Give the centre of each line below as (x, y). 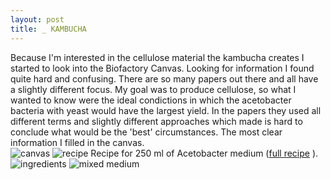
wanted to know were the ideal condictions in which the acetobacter (151, 100)
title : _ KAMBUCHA (48, 29)
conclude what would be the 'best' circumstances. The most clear (146, 132)
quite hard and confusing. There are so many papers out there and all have (164, 78)
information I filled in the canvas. (77, 142)
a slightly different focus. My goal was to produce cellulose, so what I (153, 89)
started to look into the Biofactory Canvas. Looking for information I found (162, 68)
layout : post (37, 19)
